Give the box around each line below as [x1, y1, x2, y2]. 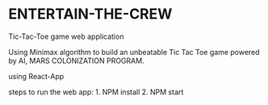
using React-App [8, 71, 65, 81]
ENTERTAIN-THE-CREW [8, 5, 173, 23]
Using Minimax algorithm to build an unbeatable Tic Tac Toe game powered [8, 47, 260, 57]
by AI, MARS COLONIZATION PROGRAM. [8, 56, 144, 65]
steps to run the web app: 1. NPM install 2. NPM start [8, 86, 184, 97]
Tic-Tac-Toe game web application [8, 31, 124, 41]
